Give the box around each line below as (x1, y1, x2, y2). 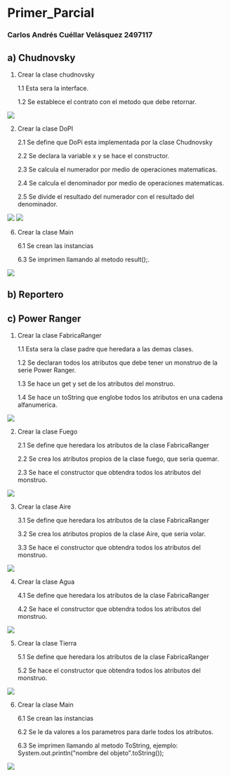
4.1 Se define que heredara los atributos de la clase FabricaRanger (17, 592, 209, 600)
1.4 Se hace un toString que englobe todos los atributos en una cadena (17, 393, 223, 402)
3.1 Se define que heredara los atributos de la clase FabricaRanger (17, 516, 209, 525)
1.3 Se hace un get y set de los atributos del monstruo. (17, 379, 176, 388)
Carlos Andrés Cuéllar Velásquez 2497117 (7, 30, 153, 40)
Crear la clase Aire (17, 502, 72, 511)
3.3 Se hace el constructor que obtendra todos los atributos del (17, 543, 202, 552)
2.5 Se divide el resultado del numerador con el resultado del (17, 192, 194, 201)
